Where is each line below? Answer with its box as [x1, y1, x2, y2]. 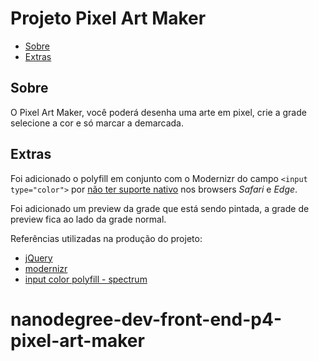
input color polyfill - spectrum [24, 273, 148, 285]
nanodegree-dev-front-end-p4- [10, 308, 282, 331]
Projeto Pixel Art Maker [10, 7, 207, 30]
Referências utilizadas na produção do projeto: [10, 232, 203, 244]
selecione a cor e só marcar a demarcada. [10, 117, 185, 129]
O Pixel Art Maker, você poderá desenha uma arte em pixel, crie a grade [10, 106, 307, 118]
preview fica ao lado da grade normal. [10, 213, 167, 225]
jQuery [24, 252, 53, 264]
